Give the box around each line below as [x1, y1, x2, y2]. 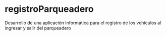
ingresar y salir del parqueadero [5, 25, 71, 31]
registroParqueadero [5, 3, 94, 15]
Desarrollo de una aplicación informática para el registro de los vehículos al [5, 20, 161, 26]
